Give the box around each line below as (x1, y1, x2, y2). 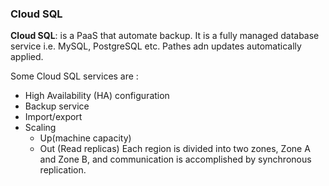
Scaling (24, 122, 57, 134)
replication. (39, 164, 87, 176)
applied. (10, 51, 44, 63)
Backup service (24, 100, 90, 112)
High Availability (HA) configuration (24, 90, 170, 102)
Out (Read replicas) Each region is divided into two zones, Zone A (39, 143, 311, 155)
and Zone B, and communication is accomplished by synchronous (39, 153, 312, 166)
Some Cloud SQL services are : (10, 70, 139, 82)
